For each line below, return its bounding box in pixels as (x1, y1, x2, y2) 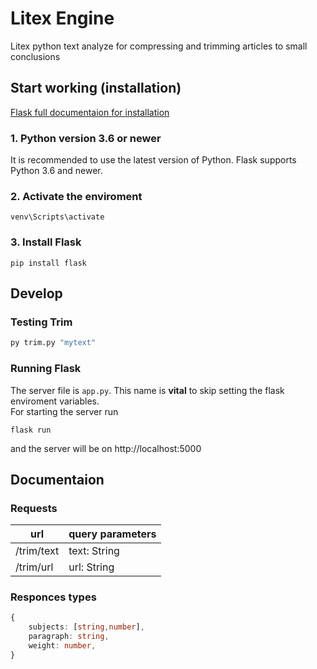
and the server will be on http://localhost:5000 (10, 442, 202, 454)
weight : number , (28, 641, 97, 651)
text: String (68, 544, 120, 558)
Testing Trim (10, 315, 73, 329)
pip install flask (10, 258, 87, 268)
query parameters (68, 527, 157, 541)
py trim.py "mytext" (10, 338, 97, 348)
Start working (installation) (10, 80, 182, 97)
